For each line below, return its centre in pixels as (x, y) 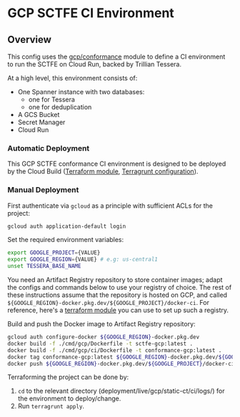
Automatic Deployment (49, 148)
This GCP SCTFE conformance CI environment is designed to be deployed (117, 164)
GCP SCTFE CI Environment (91, 13)
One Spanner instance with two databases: (81, 92)
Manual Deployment (43, 190)
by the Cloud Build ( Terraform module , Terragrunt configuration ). (103, 171)
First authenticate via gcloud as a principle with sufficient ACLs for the (110, 206)
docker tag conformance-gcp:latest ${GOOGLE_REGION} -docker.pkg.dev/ (113, 357)
